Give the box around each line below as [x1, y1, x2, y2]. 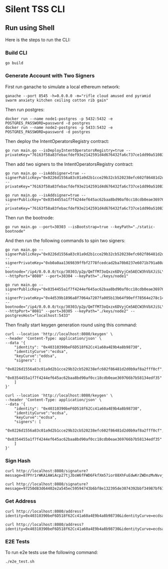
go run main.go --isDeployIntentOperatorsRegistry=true [5, 148, 124, 153]
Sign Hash [5, 457, 31, 464]
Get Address [5, 497, 36, 504]
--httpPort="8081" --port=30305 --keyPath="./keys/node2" [5, 308, 128, 314]
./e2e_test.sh [5, 559, 35, 564]
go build [5, 61, 23, 66]
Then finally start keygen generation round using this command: [5, 322, 137, 328]
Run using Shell [5, 24, 55, 32]
